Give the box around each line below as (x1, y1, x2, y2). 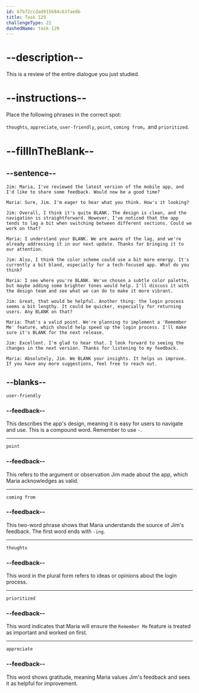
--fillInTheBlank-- (6, 145, 95, 158)
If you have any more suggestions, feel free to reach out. (6, 361, 158, 367)
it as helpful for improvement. (6, 679, 78, 687)
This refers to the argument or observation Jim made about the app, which (6, 471, 188, 478)
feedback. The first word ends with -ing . (6, 528, 105, 535)
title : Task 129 (6, 14, 46, 20)
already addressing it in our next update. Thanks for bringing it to (6, 242, 184, 247)
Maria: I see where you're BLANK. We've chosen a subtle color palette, (6, 278, 190, 284)
